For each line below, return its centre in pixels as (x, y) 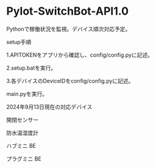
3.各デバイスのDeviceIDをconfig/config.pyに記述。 (70, 81)
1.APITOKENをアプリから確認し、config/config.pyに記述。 (80, 55)
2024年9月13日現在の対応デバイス (49, 107)
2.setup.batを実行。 (31, 68)
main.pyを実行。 (27, 93)
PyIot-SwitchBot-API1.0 (68, 11)
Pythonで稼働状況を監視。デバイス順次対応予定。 (69, 29)
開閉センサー (22, 120)
